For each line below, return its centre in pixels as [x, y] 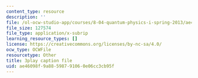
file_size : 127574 [29, 28]
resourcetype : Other [32, 55]
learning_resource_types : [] [42, 39]
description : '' [26, 17]
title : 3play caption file [39, 60]
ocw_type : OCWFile [29, 50]
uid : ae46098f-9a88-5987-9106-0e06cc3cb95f [60, 66]
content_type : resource [35, 11]
